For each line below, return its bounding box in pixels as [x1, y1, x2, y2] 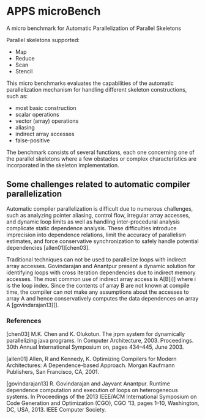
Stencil [15, 67, 33, 75]
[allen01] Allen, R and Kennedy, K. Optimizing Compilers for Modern [6, 355, 177, 363]
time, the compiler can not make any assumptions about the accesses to [6, 288, 189, 296]
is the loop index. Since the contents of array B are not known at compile [6, 282, 190, 289]
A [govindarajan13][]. [6, 301, 59, 308]
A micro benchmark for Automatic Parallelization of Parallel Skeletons [6, 24, 182, 32]
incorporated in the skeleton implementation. [6, 161, 119, 169]
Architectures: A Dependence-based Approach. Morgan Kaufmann [6, 362, 176, 369]
